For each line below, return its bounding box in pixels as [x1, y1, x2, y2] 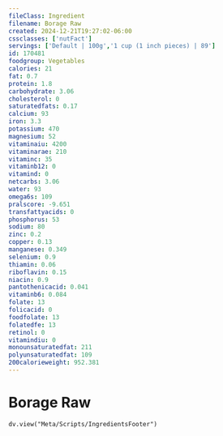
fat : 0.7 [8, 72, 38, 80]
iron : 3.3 [8, 118, 42, 126]
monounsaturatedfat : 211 [8, 344, 92, 352]
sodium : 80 [8, 223, 45, 231]
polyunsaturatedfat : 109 [8, 351, 92, 359]
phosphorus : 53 [8, 216, 60, 224]
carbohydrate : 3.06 [8, 87, 75, 96]
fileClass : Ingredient [8, 11, 85, 20]
